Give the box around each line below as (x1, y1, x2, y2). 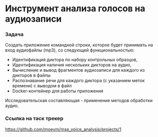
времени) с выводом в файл (12, 83, 72, 89)
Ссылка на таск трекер (5, 115, 64, 122)
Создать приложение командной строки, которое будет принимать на (5, 42, 153, 48)
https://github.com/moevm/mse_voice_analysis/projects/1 (5, 126, 122, 132)
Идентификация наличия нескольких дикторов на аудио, (12, 62, 132, 68)
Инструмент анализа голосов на (5, 3, 146, 14)
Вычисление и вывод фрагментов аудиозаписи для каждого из (12, 67, 145, 73)
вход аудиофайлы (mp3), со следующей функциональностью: (5, 47, 135, 53)
